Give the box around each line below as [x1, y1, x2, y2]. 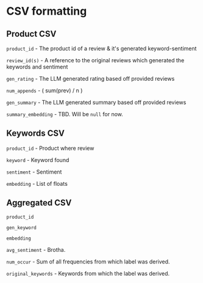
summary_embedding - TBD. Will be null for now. [6, 111, 124, 117]
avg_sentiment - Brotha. [6, 246, 66, 253]
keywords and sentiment [6, 63, 68, 70]
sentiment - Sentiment [6, 168, 62, 175]
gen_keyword [6, 224, 37, 230]
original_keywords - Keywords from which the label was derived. [6, 270, 170, 277]
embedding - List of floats [6, 180, 68, 187]
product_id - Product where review [6, 144, 94, 152]
